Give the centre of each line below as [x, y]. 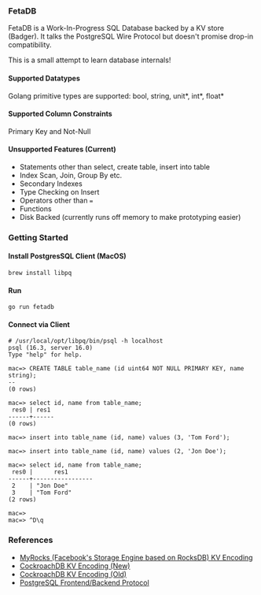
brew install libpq [40, 273]
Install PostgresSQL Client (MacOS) [68, 256]
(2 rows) [22, 500]
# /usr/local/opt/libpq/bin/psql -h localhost [86, 341]
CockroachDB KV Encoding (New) [75, 566]
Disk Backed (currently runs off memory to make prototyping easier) [130, 217]
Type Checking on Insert [59, 192]
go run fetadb [31, 307]
